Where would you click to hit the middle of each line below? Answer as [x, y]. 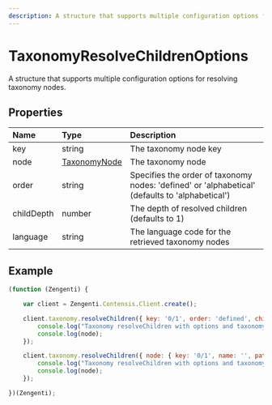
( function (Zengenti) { [49, 290]
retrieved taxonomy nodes [180, 242]
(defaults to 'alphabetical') [180, 195]
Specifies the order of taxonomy [191, 175]
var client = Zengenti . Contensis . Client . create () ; [110, 305]
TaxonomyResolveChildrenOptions [128, 55]
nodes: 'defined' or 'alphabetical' [193, 185]
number [76, 214]
